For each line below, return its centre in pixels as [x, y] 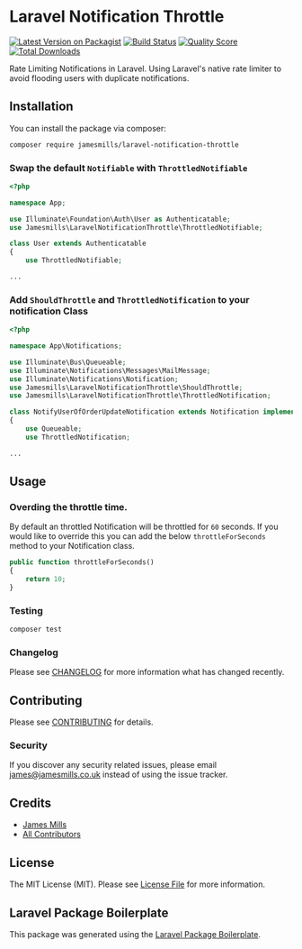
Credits [31, 803]
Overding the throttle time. [69, 507]
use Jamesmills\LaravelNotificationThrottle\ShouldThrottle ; [126, 388]
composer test [36, 630]
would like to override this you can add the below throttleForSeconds [138, 536]
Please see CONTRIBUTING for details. [82, 722]
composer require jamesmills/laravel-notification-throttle [124, 145]
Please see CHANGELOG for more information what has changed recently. [147, 672]
